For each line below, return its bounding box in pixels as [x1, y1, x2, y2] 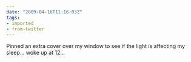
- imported [6, 20, 34, 26]
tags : [6, 15, 20, 21]
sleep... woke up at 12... [6, 49, 65, 57]
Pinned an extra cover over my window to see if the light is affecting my [6, 43, 186, 50]
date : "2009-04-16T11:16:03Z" [6, 9, 83, 15]
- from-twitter [6, 26, 45, 32]
